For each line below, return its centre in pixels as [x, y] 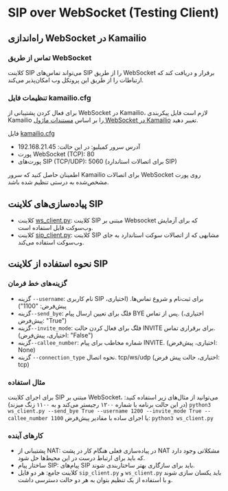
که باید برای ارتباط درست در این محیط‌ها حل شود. [81, 458]
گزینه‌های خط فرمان [37, 284]
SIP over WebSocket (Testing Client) [113, 13]
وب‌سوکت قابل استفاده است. [55, 227]
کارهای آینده [26, 435]
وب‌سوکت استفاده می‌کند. [51, 242]
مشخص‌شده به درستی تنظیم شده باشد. [58, 182]
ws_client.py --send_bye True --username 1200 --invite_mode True [105, 411]
